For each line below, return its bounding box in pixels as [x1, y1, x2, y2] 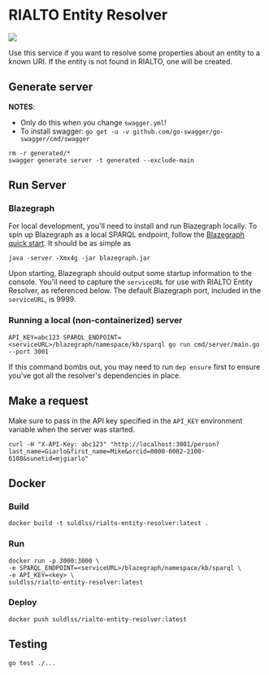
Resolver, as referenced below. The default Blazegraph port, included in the [8, 286, 262, 296]
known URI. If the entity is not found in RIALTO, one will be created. [8, 56, 233, 66]
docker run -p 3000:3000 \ [8, 556, 100, 565]
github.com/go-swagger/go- [132, 128, 224, 136]
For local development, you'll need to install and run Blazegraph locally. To [8, 221, 258, 231]
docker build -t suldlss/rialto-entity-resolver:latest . [8, 519, 209, 528]
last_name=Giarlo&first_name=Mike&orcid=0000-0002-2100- [8, 447, 206, 455]
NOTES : [8, 102, 36, 112]
